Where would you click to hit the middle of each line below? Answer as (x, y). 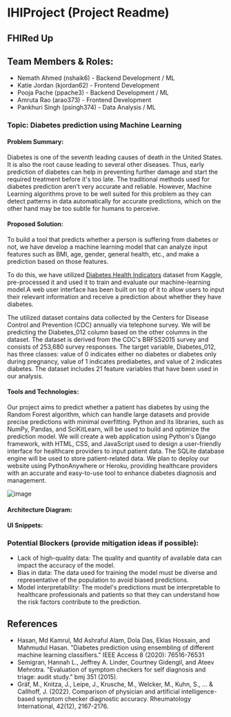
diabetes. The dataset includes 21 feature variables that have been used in (113, 368)
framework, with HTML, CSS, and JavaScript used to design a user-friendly (114, 443)
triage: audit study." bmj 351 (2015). (68, 677)
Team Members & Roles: (60, 61)
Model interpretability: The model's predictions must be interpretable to (119, 587)
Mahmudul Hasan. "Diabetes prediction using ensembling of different (115, 648)
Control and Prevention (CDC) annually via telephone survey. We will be (109, 325)
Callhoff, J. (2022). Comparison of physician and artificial (99, 691)
